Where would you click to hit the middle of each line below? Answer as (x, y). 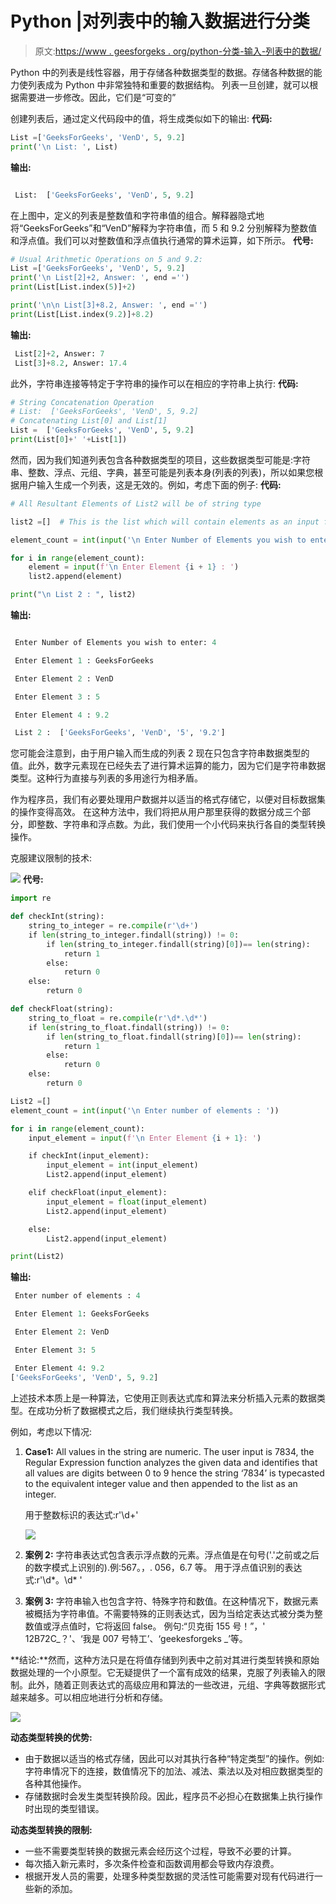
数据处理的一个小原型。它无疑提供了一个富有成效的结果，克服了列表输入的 (163, 1672)
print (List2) (37, 1257)
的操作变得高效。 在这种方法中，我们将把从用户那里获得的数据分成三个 (156, 812)
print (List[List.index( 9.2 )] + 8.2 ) (82, 314)
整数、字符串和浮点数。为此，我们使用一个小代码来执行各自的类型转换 (181, 824)
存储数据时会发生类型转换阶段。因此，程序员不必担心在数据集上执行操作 (173, 1796)
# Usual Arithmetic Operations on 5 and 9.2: (106, 259)
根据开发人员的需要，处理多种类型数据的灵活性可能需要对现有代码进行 (169, 1876)
